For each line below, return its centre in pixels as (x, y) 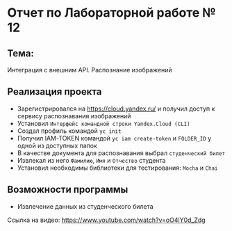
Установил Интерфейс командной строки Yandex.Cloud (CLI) (103, 123)
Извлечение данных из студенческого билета (85, 206)
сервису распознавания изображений (74, 115)
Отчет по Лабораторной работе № (112, 13)
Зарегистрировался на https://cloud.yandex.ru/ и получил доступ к (116, 109)
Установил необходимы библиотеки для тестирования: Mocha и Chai (117, 168)
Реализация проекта (55, 92)
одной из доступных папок (57, 145)
